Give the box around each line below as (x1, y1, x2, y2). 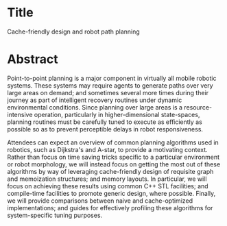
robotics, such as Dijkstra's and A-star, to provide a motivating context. (7, 145, 208, 153)
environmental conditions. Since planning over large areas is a (7, 103, 183, 111)
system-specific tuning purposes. (7, 211, 103, 219)
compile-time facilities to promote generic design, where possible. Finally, (7, 189, 216, 197)
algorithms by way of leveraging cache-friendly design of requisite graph (7, 167, 214, 175)
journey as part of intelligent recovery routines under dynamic (7, 96, 182, 104)
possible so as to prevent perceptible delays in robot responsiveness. (7, 125, 204, 133)
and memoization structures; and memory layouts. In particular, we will (7, 175, 207, 183)
